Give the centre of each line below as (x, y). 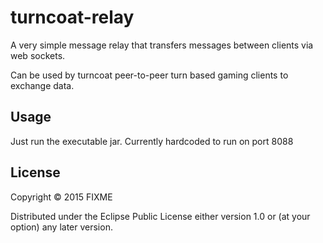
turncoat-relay (72, 17)
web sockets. (38, 55)
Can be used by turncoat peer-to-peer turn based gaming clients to (149, 75)
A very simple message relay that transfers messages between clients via (162, 45)
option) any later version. (61, 227)
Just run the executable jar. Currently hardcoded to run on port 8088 (152, 141)
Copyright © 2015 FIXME (61, 197)
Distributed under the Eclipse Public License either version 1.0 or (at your (160, 216)
